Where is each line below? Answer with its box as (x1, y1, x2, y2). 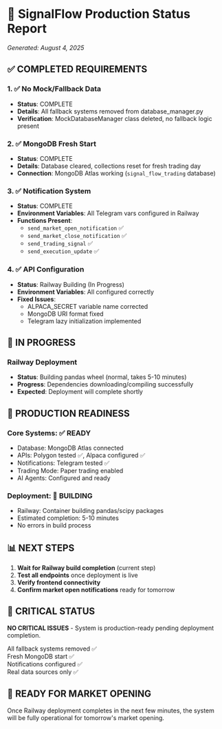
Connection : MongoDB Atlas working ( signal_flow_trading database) (16, 168, 217, 177)
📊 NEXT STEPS (7, 542, 75, 554)
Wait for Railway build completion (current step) (16, 564, 156, 572)
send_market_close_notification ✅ (27, 232, 127, 240)
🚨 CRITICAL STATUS (7, 605, 96, 618)
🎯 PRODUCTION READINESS (7, 407, 131, 419)
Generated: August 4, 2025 (7, 43, 85, 52)
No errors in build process (16, 521, 91, 530)
